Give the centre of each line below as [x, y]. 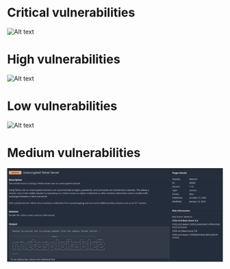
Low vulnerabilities [62, 106]
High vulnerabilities [64, 59]
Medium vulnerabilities [74, 153]
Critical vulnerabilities [71, 13]
